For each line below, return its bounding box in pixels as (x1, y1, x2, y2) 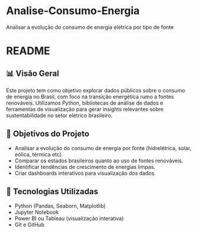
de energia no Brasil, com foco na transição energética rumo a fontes (6, 93, 175, 100)
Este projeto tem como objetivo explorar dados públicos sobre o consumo (6, 86, 185, 94)
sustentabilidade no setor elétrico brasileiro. (6, 112, 113, 119)
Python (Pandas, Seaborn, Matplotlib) (14, 202, 106, 209)
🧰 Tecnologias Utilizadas (6, 187, 98, 197)
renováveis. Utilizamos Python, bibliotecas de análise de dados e (6, 99, 163, 106)
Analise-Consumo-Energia (6, 4, 140, 18)
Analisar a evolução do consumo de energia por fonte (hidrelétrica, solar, (14, 144, 192, 151)
